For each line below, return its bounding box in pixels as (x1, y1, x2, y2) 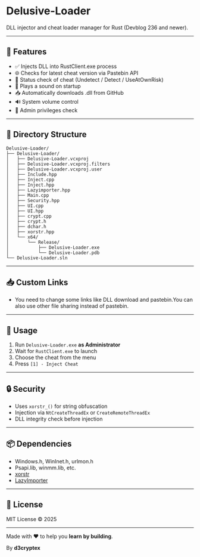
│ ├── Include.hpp (6, 171, 58, 177)
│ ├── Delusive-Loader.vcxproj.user (6, 166, 102, 172)
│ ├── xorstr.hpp (6, 228, 55, 235)
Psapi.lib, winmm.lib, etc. (14, 464, 76, 471)
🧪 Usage (6, 325, 37, 335)
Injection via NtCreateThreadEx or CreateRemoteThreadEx (14, 409, 151, 416)
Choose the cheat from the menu (14, 354, 96, 361)
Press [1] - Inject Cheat (14, 360, 79, 367)
